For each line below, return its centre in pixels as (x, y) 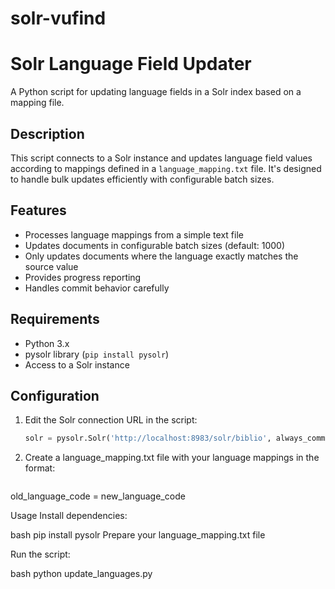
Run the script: (40, 554)
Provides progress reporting (83, 277)
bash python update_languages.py (81, 574)
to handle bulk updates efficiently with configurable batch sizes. (142, 179)
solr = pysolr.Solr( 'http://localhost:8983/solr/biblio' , (148, 438)
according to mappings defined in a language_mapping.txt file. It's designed (166, 168)
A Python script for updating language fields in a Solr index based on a (156, 92)
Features (38, 210)
